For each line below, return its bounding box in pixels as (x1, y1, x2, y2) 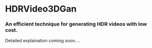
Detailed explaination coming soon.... (5, 38, 80, 44)
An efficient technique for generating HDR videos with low (5, 21, 148, 28)
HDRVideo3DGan (5, 3, 77, 15)
